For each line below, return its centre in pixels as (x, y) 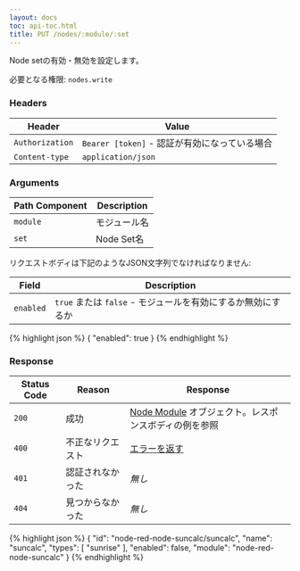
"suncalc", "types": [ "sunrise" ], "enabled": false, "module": (120, 548)
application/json (119, 157)
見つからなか (93, 502)
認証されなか (93, 472)
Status (35, 385)
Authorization (44, 142)
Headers (28, 103)
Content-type (42, 157)
